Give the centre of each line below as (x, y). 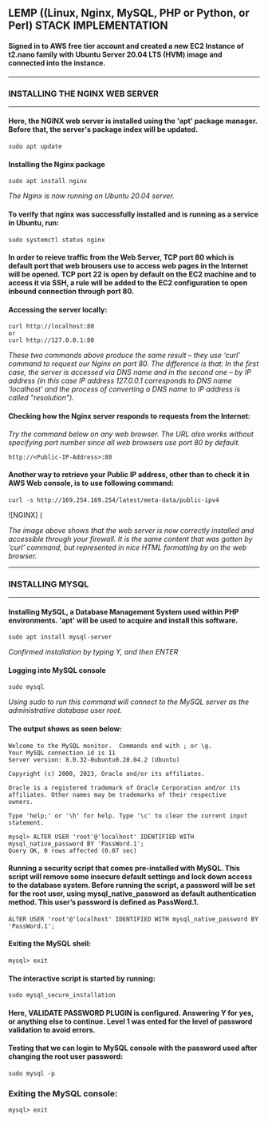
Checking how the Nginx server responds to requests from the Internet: (130, 416)
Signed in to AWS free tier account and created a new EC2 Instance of (126, 46)
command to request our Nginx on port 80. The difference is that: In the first (134, 364)
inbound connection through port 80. (71, 292)
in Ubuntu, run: (34, 222)
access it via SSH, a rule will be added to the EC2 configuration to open (128, 283)
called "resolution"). (41, 398)
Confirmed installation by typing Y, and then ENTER (93, 652)
